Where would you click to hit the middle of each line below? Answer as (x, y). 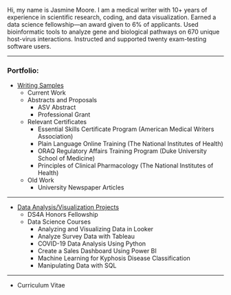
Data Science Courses (59, 222)
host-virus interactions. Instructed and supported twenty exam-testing (107, 39)
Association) (55, 137)
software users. (29, 46)
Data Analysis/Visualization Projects (68, 207)
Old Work (41, 180)
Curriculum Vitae (41, 285)
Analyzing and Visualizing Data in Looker (95, 229)
